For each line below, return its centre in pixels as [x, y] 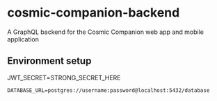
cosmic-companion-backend [94, 13]
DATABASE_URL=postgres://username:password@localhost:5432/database [108, 90]
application [23, 39]
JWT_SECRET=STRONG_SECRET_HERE [64, 77]
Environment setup [49, 61]
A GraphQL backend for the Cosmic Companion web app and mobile [105, 32]
